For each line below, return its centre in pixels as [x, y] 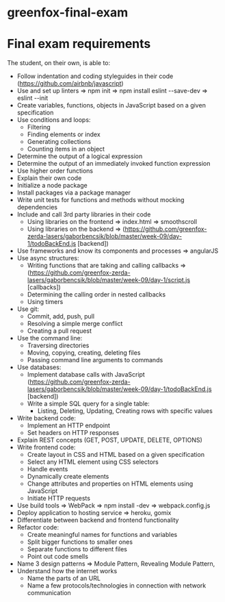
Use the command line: [50, 338]
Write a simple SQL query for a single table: [88, 404]
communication [49, 593]
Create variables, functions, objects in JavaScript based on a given [111, 105]
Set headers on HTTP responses [73, 433]
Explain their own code [49, 178]
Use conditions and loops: [54, 120]
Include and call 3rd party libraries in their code [84, 214]
